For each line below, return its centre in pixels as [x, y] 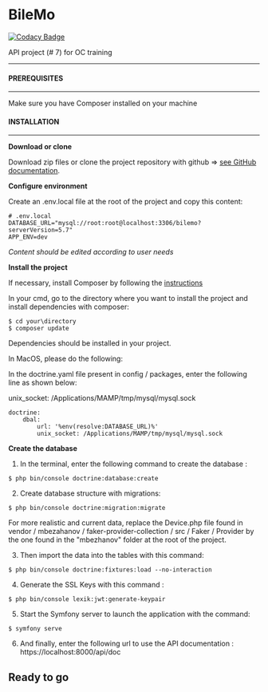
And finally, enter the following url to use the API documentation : [126, 643]
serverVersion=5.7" [41, 230]
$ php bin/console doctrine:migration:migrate [87, 508]
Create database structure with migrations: [90, 493]
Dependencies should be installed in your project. [90, 343]
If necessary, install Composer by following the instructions [106, 283]
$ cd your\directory [43, 322]
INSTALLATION [34, 121]
